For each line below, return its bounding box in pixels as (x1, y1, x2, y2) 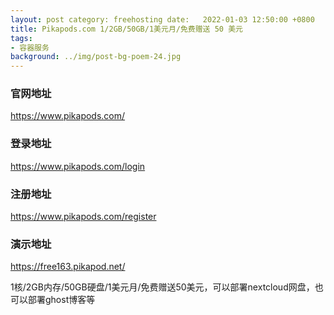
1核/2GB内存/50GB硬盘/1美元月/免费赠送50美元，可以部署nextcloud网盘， (10, 281, 315, 293)
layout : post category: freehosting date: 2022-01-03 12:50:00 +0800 (10, 14, 315, 25)
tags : (10, 33, 33, 43)
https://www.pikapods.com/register (10, 211, 157, 223)
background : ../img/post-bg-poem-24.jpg (10, 52, 182, 62)
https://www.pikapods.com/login (10, 160, 146, 172)
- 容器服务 (10, 42, 50, 53)
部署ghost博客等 (27, 294, 96, 306)
